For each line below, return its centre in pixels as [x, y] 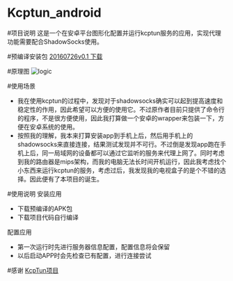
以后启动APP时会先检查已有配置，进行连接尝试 [84, 255]
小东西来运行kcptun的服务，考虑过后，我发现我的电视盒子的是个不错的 [119, 170]
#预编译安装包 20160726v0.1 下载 [55, 56]
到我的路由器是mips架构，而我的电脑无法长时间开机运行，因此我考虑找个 [122, 161]
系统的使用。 [60, 127]
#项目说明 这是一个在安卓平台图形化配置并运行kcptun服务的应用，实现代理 [114, 33]
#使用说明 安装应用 [34, 193]
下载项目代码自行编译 [48, 217]
